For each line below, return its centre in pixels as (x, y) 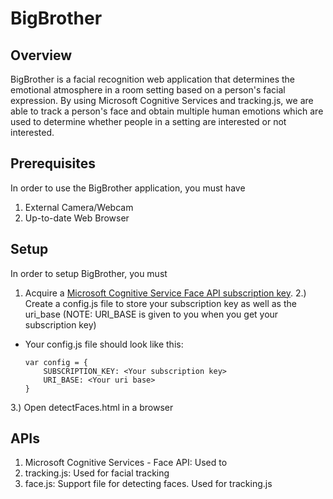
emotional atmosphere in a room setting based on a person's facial (148, 90)
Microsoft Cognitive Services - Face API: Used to (126, 463)
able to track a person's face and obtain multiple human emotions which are (167, 111)
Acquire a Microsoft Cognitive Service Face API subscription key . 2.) (165, 293)
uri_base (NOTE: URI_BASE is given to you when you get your (151, 314)
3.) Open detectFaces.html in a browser (92, 407)
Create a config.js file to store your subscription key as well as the (160, 303)
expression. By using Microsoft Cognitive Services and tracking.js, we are (162, 100)
